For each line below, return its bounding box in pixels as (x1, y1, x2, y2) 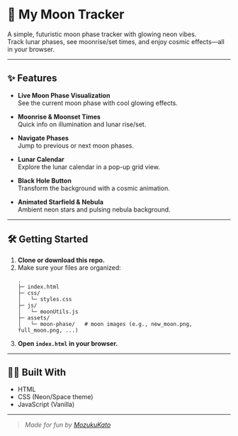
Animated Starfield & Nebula (17, 197, 104, 206)
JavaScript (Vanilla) (17, 400, 75, 409)
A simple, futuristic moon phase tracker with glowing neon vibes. (7, 30, 197, 38)
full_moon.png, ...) (17, 327, 79, 334)
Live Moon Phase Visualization (17, 91, 110, 99)
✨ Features (7, 72, 57, 85)
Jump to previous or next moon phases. (17, 141, 135, 150)
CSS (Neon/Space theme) (17, 393, 93, 401)
